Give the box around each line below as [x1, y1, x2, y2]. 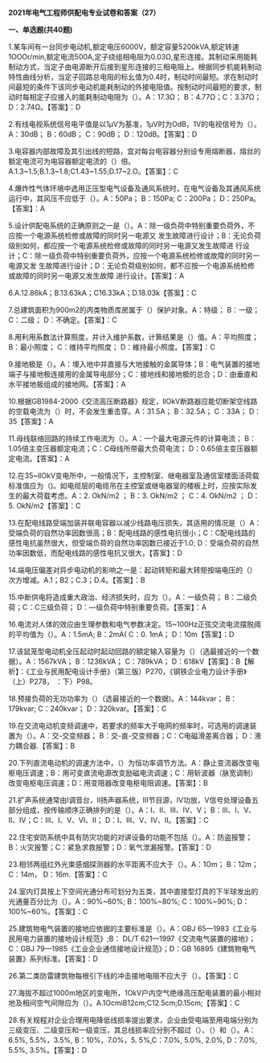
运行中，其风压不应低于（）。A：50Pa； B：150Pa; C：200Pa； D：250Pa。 [8, 194, 261, 203]
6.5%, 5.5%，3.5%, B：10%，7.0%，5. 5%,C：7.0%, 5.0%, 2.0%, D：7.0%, [8, 1036, 258, 1045]
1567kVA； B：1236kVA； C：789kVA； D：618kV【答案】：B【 [37, 656, 247, 666]
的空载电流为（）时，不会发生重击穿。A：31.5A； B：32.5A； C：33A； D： [8, 407, 262, 416]
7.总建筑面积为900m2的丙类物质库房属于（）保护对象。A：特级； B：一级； [8, 305, 260, 314]
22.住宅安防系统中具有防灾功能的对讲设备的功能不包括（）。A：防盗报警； [8, 832, 253, 842]
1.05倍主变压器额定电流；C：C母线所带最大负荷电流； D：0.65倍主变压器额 [8, 444, 259, 453]
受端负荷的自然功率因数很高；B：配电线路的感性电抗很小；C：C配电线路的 [8, 528, 256, 538]
